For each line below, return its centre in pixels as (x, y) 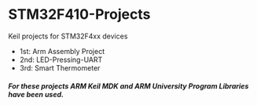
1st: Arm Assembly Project (62, 51)
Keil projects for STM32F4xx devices (68, 36)
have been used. (36, 94)
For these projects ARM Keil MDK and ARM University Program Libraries (128, 86)
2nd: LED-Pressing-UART (61, 60)
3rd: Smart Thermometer (60, 67)
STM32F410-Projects (79, 14)
